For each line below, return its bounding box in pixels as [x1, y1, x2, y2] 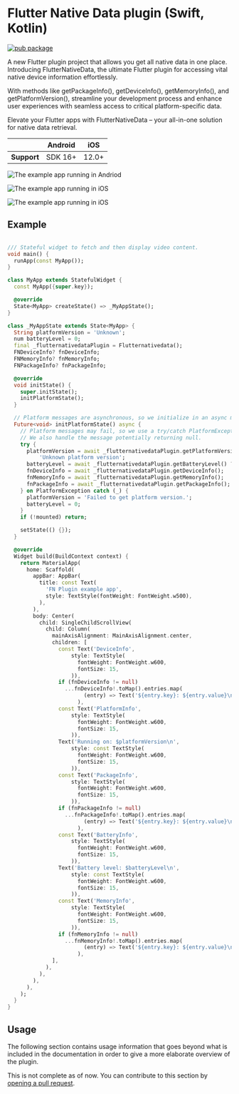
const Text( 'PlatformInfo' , [58, 705, 142, 712]
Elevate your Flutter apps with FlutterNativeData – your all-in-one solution [7, 116, 223, 124]
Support [11, 152, 40, 162]
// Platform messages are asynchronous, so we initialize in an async [14, 414, 228, 421]
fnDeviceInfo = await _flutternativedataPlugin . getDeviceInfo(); [26, 467, 224, 475]
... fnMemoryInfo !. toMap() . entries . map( [64, 937, 183, 944]
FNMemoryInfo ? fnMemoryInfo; [14, 355, 100, 362]
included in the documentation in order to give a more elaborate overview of [7, 1050, 230, 1058]
